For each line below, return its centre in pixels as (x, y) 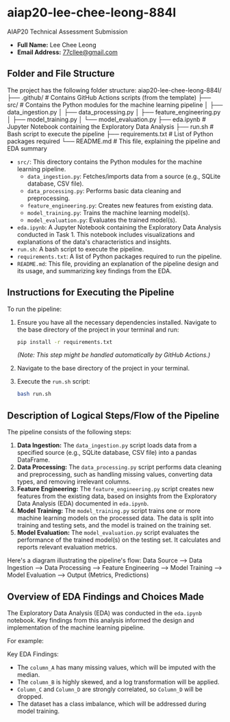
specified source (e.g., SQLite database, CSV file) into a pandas (107, 453)
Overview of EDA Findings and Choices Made (105, 596)
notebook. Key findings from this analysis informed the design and (101, 620)
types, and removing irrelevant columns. (74, 482)
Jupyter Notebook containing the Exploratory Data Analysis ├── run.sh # (111, 126)
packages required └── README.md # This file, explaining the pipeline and (114, 141)
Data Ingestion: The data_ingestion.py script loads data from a (107, 445)
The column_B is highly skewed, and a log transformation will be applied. (118, 682)
